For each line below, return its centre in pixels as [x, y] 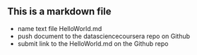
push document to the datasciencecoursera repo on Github [104, 36]
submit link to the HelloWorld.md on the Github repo [93, 43]
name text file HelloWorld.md [60, 28]
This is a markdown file [59, 12]
